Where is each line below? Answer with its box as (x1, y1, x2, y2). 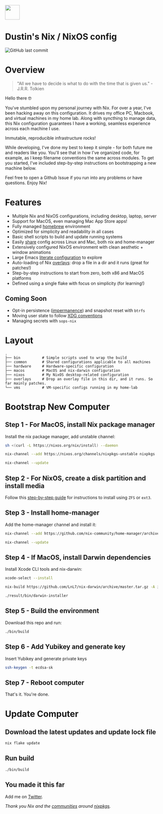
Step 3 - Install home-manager (5, 509, 99, 517)
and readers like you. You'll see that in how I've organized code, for (5, 150, 140, 155)
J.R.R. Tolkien (16, 85, 45, 92)
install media (5, 482, 45, 490)
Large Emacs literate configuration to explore (12, 254, 102, 260)
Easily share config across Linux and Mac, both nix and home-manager (12, 239, 155, 245)
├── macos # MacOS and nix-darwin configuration (5, 368, 120, 373)
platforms (12, 275, 32, 281)
